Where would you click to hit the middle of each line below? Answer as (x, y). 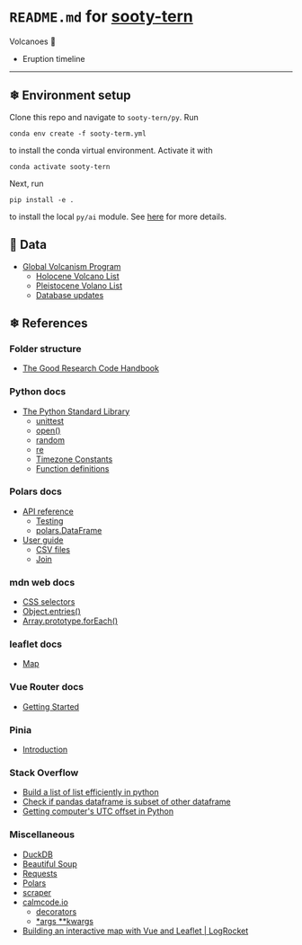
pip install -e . (42, 199)
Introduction (45, 750)
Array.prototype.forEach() (70, 621)
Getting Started (50, 706)
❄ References (49, 323)
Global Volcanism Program (71, 266)
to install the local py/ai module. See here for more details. (118, 216)
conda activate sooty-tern (60, 167)
